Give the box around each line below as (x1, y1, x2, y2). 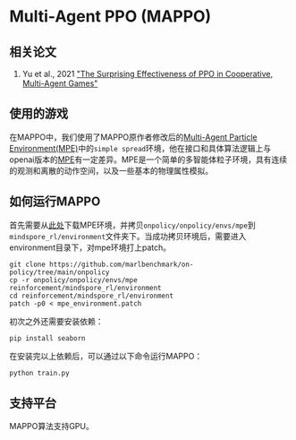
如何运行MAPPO (9, 194, 101, 210)
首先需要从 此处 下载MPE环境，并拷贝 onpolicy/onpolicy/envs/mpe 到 (9, 220, 257, 230)
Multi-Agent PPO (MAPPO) (9, 6, 212, 27)
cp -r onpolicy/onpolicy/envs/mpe (9, 275, 139, 284)
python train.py (9, 368, 70, 377)
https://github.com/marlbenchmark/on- (48, 260, 194, 269)
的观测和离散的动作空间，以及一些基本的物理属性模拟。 (9, 165, 213, 176)
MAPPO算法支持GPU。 (9, 421, 94, 432)
